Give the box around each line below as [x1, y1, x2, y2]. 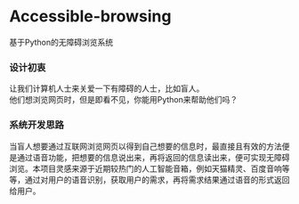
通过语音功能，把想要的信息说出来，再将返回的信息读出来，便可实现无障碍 [16, 151, 290, 162]
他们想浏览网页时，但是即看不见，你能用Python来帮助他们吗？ [9, 94, 238, 105]
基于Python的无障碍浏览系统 [9, 37, 114, 47]
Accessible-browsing [9, 6, 172, 27]
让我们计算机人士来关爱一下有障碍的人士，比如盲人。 [9, 83, 205, 94]
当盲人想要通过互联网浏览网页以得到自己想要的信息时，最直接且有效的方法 [9, 141, 282, 151]
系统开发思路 [9, 118, 65, 131]
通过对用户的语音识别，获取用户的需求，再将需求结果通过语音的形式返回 [24, 174, 290, 184]
